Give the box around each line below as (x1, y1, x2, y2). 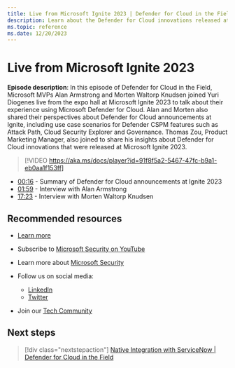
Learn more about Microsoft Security (17, 259, 124, 266)
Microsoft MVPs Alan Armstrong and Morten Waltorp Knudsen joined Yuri (7, 90, 219, 99)
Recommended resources (7, 212, 122, 224)
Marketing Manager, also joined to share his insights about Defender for (7, 135, 215, 144)
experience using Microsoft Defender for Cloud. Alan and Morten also (7, 106, 208, 114)
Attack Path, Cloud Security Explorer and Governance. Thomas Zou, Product (7, 128, 228, 137)
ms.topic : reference (7, 23, 68, 30)
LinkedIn (27, 285, 53, 294)
